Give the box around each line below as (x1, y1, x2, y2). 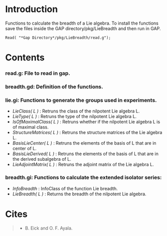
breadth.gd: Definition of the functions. (5, 83, 103, 90)
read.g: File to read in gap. (5, 70, 70, 77)
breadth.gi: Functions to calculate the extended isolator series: (5, 174, 162, 181)
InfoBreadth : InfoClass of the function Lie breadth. (12, 185, 118, 191)
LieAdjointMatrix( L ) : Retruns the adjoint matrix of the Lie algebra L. (12, 162, 154, 168)
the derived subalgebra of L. (12, 156, 72, 162)
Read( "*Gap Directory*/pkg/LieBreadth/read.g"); (5, 35, 111, 40)
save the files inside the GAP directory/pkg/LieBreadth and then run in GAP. (5, 25, 161, 31)
